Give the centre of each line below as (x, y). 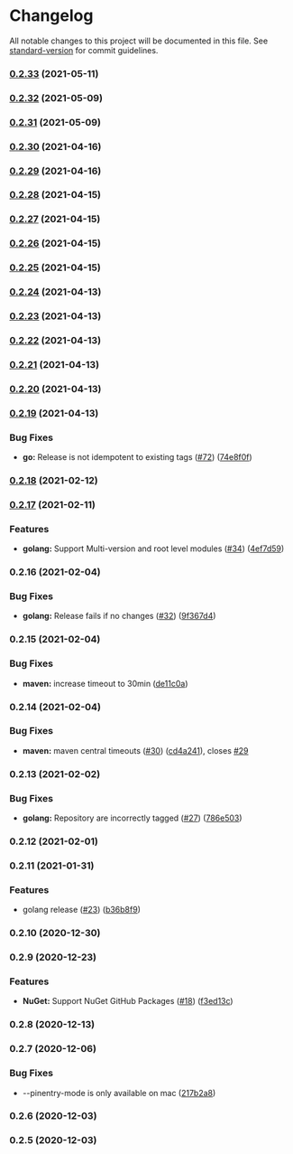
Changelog (51, 16)
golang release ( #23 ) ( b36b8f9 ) (82, 910)
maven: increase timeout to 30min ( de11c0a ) (105, 683)
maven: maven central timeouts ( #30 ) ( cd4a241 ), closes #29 (136, 750)
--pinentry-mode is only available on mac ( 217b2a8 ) (119, 1093)
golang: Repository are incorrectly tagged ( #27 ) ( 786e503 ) (132, 818)
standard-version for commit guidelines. (84, 50)
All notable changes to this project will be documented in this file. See (139, 41)
